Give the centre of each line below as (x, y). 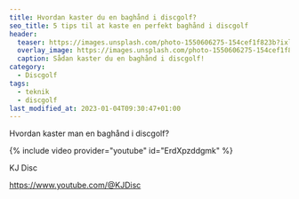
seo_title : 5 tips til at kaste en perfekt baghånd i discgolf (129, 26)
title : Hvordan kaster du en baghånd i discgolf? (103, 17)
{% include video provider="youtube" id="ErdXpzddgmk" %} (121, 151)
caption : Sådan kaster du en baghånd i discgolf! (111, 59)
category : (28, 68)
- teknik (33, 92)
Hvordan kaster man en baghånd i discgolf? (89, 133)
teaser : (32, 42)
